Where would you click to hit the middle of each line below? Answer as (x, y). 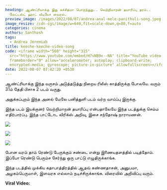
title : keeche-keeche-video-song (40, 47)
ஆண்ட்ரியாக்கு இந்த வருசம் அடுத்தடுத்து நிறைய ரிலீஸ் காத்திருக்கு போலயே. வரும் (83, 84)
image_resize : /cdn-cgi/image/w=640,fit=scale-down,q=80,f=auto (73, 24)
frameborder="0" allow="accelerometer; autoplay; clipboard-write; (81, 60)
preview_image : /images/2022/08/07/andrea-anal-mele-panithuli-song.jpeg (83, 19)
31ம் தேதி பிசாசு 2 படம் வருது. (33, 89)
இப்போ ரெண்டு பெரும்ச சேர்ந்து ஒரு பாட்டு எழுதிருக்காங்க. (61, 158)
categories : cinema (25, 28)
